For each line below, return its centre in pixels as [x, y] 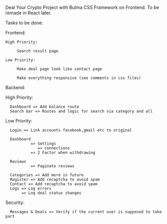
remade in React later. [29, 13]
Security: [15, 202]
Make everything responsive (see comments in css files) [79, 78]
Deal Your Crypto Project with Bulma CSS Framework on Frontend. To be [82, 7]
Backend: [15, 87]
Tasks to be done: [24, 23]
